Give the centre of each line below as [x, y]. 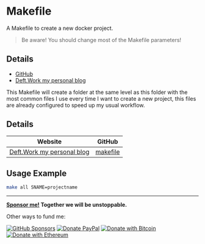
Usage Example [37, 173]
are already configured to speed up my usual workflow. [76, 105]
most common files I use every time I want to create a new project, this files [101, 98]
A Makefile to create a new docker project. [60, 28]
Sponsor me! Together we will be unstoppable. [67, 205]
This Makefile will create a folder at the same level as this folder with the [97, 92]
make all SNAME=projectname [42, 187]
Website [49, 142]
